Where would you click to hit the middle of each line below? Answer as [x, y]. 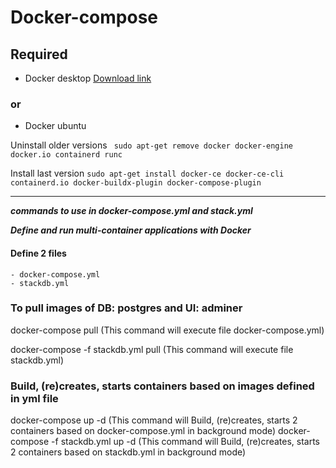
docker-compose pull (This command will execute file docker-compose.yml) [167, 330]
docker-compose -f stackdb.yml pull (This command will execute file [152, 349]
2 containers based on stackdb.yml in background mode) [128, 452]
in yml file [34, 398]
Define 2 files [38, 253]
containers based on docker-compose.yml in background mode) [143, 431]
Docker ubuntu [55, 126]
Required [39, 54]
